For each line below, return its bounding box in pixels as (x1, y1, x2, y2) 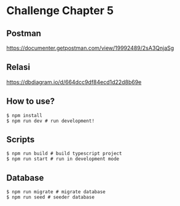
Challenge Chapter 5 (6, 4, 114, 18)
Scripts (6, 134, 35, 145)
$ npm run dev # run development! (6, 118, 95, 124)
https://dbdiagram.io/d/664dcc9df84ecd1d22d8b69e (6, 78, 142, 86)
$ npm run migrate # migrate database (6, 189, 106, 195)
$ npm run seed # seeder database (6, 194, 95, 200)
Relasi (6, 62, 31, 72)
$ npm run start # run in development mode (6, 156, 120, 162)
